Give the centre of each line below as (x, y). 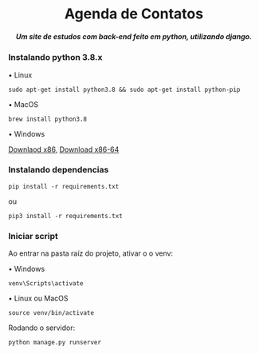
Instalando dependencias (59, 170)
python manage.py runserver (55, 343)
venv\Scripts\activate (46, 284)
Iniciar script (33, 236)
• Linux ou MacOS (39, 298)
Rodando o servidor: (42, 328)
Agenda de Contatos (134, 14)
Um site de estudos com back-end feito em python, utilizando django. (134, 36)
